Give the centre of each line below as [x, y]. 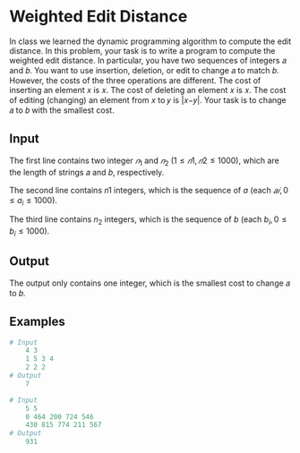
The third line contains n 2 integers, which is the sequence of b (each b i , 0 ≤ [148, 221]
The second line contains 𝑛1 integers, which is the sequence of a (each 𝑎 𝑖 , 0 [149, 190]
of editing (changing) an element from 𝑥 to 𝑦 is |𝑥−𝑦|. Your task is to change [148, 99]
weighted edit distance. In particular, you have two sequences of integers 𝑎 [148, 60]
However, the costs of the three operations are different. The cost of [135, 80]
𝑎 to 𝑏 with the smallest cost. [62, 110]
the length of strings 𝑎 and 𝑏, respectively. [87, 172]
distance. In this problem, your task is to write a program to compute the [142, 50]
